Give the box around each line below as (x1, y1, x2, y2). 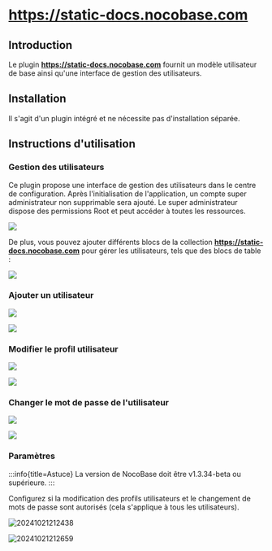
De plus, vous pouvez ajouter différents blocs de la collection (8, 237, 213, 247)
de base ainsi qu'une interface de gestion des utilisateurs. (8, 68, 202, 78)
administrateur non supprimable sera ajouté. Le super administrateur (8, 197, 238, 207)
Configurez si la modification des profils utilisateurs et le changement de (8, 493, 252, 503)
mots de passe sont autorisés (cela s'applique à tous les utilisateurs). (8, 502, 240, 512)
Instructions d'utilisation (8, 137, 136, 151)
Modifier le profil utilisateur (8, 343, 119, 355)
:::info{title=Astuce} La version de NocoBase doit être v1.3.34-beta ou (8, 469, 241, 479)
